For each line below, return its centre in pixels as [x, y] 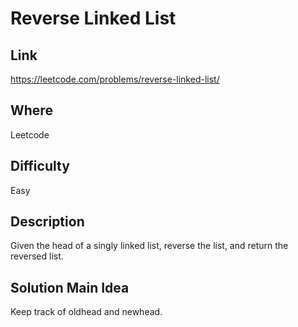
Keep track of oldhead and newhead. [86, 312]
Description [47, 222]
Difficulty [40, 166]
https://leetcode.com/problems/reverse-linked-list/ [115, 79]
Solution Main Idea [70, 287]
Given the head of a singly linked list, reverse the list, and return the [149, 246]
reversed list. [37, 256]
